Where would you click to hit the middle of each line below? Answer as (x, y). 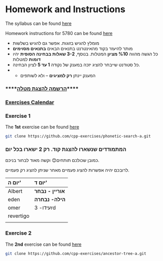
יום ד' (41, 183)
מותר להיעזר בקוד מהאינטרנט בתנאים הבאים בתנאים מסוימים (73, 48)
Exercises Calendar (30, 102)
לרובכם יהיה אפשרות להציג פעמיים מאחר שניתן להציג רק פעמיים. (67, 170)
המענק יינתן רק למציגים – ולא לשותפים (58, 75)
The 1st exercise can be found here (42, 127)
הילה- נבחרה (50, 200)
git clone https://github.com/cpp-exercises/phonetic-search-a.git (78, 136)
